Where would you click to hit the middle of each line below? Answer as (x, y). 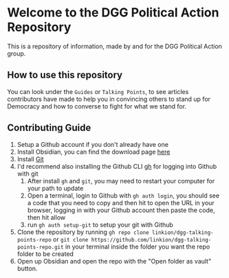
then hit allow (46, 217)
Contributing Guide (49, 128)
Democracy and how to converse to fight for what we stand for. (97, 106)
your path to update (55, 188)
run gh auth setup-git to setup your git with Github (100, 224)
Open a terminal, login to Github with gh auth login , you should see (123, 195)
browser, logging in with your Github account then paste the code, (121, 210)
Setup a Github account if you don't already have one (92, 144)
